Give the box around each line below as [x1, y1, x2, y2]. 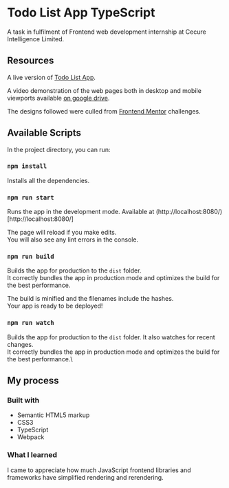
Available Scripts [7, 127, 81, 139]
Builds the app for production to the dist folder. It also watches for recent [7, 332, 215, 341]
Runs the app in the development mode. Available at [7, 208, 155, 216]
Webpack [17, 433, 45, 441]
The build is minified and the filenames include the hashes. [7, 295, 174, 303]
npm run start [7, 193, 54, 201]
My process [7, 375, 59, 387]
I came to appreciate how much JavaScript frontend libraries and [7, 466, 191, 474]
